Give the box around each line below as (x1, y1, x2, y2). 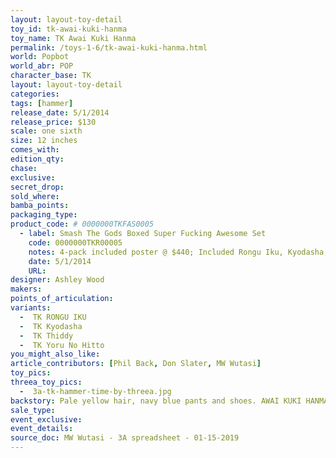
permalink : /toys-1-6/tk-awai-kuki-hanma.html (10, 42, 208, 53)
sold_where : (10, 191, 60, 201)
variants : (10, 303, 52, 313)
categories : (10, 89, 60, 99)
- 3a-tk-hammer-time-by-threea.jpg (19, 386, 172, 396)
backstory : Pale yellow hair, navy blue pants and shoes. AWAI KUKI (10, 396, 302, 406)
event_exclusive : (10, 414, 83, 425)
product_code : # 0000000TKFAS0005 (10, 219, 155, 230)
